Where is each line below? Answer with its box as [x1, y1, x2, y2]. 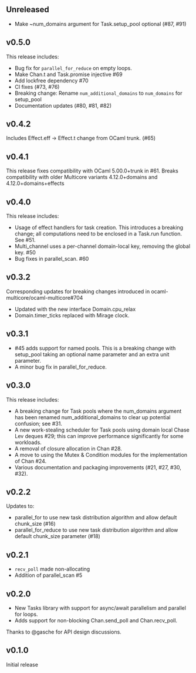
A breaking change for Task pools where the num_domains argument [14, 407, 182, 415]
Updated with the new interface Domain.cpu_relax [14, 306, 136, 313]
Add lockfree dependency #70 [14, 77, 89, 84]
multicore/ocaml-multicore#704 [6, 294, 83, 301]
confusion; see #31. [14, 420, 63, 427]
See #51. [14, 237, 36, 244]
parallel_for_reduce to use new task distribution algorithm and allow [14, 526, 178, 533]
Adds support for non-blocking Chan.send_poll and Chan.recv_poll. [14, 616, 178, 624]
